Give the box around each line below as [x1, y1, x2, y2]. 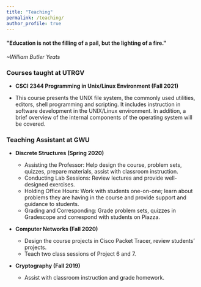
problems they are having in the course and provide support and [24, 194, 187, 201]
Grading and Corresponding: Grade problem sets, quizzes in [24, 207, 176, 215]
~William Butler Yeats [6, 53, 60, 60]
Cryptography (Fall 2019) [15, 262, 81, 270]
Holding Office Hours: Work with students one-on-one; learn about [24, 188, 193, 195]
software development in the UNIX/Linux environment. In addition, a [15, 107, 186, 114]
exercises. [49, 181, 75, 188]
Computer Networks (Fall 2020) [15, 225, 98, 233]
